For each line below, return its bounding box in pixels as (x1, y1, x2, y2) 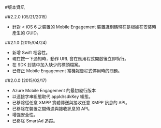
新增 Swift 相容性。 (12, 50, 50, 55)
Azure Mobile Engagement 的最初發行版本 (12, 88, 96, 93)
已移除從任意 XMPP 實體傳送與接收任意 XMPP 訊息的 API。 (12, 100, 130, 105)
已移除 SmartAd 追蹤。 (12, 118, 58, 124)
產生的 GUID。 (12, 30, 41, 35)
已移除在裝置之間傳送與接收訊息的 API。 (12, 106, 93, 112)
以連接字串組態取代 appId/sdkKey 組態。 (12, 94, 93, 99)
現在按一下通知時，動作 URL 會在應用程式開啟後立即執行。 (12, 56, 129, 62)
